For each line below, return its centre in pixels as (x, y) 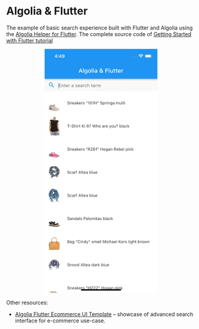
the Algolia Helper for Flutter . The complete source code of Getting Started (99, 34)
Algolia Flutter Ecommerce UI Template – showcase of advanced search (104, 315)
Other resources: (27, 303)
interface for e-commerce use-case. (60, 321)
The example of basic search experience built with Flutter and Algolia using (99, 28)
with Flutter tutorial (29, 40)
